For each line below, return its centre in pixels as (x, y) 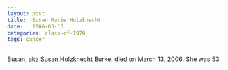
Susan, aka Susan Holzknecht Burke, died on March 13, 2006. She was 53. (114, 59)
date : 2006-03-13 (36, 26)
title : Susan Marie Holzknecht (54, 20)
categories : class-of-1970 (46, 33)
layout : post (26, 14)
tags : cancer (26, 40)
